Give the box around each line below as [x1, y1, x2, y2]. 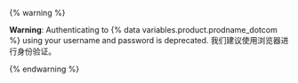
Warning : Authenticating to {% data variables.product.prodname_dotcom [9, 25, 278, 34]
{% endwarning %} [9, 64, 80, 74]
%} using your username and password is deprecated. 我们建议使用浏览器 [9, 35, 282, 45]
